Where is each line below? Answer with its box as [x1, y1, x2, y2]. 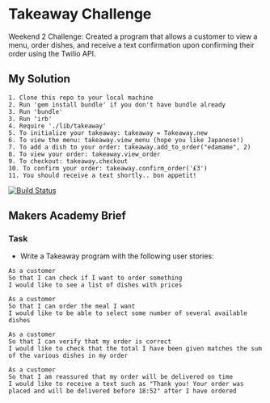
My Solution [8, 72, 71, 86]
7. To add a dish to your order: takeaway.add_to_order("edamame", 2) [8, 143, 251, 151]
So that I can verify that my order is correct [8, 338, 172, 346]
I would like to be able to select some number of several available [8, 309, 248, 317]
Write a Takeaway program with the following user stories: [19, 251, 214, 261]
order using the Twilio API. [8, 48, 96, 58]
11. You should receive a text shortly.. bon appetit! [8, 171, 197, 179]
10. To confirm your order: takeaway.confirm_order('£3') [8, 164, 208, 172]
